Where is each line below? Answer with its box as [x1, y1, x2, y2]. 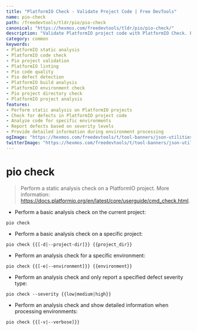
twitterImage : [6, 139, 41, 146]
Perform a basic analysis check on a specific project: [14, 230, 143, 237]
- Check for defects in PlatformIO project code [6, 112, 127, 118]
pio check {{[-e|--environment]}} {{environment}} [6, 263, 133, 269]
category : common [6, 36, 49, 42]
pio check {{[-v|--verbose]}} [6, 319, 80, 325]
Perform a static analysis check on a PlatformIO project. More [20, 185, 169, 192]
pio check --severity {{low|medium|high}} [6, 291, 111, 297]
